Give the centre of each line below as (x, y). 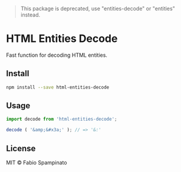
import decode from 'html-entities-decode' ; (62, 119)
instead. (30, 15)
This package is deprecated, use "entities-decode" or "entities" (98, 9)
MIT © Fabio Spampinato (37, 163)
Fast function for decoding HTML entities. (57, 55)
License (21, 148)
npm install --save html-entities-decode (58, 87)
